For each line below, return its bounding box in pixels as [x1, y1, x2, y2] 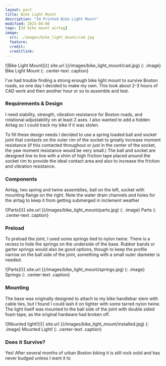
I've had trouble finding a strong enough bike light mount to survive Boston [5, 77, 158, 83]
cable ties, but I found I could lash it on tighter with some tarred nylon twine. [5, 301, 161, 306]
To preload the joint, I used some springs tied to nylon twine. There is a [5, 236, 150, 242]
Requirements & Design [5, 100, 63, 107]
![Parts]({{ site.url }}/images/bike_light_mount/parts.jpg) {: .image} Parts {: [5, 207, 157, 213]
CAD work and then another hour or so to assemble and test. [5, 88, 129, 94]
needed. [5, 257, 22, 263]
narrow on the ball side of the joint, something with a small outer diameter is [5, 251, 160, 258]
